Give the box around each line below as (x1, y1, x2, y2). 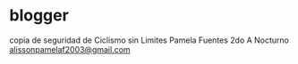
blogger (9, 5, 69, 26)
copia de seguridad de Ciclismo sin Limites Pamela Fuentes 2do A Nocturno (9, 35, 289, 45)
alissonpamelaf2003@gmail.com (9, 44, 132, 54)
